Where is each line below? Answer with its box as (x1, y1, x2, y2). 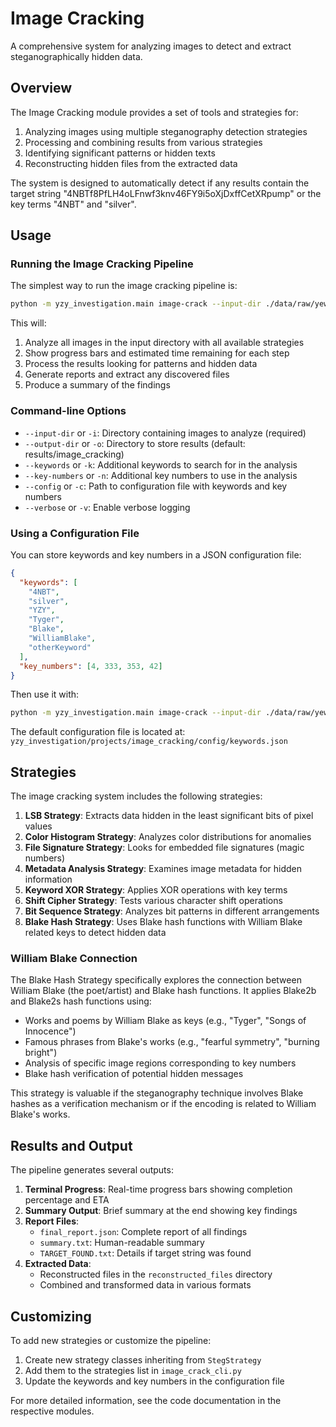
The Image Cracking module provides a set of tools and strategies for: (10, 106, 299, 118)
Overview (10, 80, 73, 97)
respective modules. (10, 1405, 95, 1417)
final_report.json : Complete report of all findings (39, 1226, 248, 1238)
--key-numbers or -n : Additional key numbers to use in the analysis (24, 469, 298, 481)
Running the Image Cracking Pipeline (10, 257, 194, 271)
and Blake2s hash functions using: (10, 995, 152, 1007)
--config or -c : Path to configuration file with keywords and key (24, 480, 288, 492)
